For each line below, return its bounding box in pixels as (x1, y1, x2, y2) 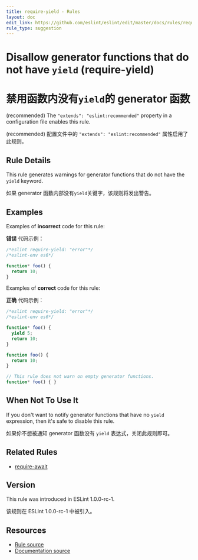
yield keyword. (6, 177, 44, 184)
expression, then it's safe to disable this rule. (6, 417, 115, 425)
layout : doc (6, 14, 35, 20)
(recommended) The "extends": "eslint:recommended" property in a (6, 112, 172, 119)
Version (6, 480, 35, 490)
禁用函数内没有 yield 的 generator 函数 (6, 92, 190, 105)
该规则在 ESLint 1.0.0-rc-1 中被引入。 (6, 508, 95, 515)
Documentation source (14, 548, 71, 555)
